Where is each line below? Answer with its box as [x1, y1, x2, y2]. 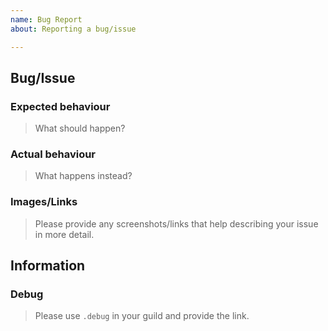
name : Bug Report [10, 14, 83, 25]
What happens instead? [34, 170, 133, 182]
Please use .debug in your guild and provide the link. [34, 310, 250, 322]
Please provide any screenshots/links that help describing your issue [34, 217, 319, 230]
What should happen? [34, 122, 126, 135]
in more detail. [34, 228, 95, 240]
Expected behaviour [10, 99, 111, 113]
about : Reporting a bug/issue [10, 24, 137, 34]
